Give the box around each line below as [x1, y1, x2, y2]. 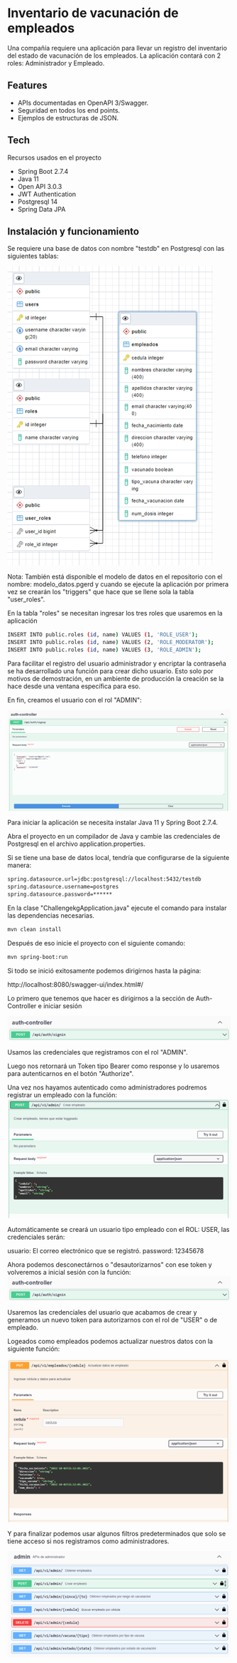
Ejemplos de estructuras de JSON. [17, 113, 119, 122]
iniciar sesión [43, 1001, 82, 1010]
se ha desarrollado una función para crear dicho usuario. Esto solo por [7, 667, 214, 675]
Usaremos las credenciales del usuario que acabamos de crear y [7, 1307, 197, 1316]
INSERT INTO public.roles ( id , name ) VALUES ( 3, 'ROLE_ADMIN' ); [7, 646, 202, 653]
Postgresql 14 [17, 197, 58, 206]
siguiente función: [7, 1345, 60, 1353]
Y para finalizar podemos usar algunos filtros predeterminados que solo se [7, 1530, 226, 1538]
